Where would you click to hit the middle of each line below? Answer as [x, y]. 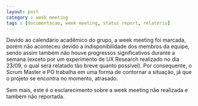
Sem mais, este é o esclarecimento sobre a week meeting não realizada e [97, 90]
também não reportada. [35, 96]
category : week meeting [37, 17]
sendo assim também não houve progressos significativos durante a [91, 53]
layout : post [22, 12]
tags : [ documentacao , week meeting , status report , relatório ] [88, 23]
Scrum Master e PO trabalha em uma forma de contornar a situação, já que [99, 72]
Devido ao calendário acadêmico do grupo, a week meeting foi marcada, [96, 40]
